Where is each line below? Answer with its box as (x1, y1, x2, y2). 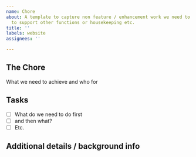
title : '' (6, 25, 31, 31)
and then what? (14, 117, 52, 124)
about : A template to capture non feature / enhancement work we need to (6, 14, 191, 20)
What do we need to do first (14, 111, 83, 118)
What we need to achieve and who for (6, 78, 98, 85)
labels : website (6, 30, 46, 36)
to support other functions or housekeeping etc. (11, 19, 135, 25)
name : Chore (6, 8, 35, 15)
